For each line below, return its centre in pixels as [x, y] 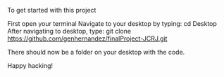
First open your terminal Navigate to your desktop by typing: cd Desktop [112, 23]
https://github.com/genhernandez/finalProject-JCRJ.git [87, 38]
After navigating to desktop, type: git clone [69, 31]
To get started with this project [52, 10]
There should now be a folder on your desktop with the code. [96, 52]
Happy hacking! [30, 65]
